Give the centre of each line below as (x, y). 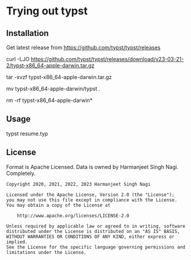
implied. (17, 242)
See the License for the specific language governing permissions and (96, 247)
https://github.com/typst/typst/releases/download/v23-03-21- (107, 59)
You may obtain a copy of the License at (58, 205)
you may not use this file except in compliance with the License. (92, 200)
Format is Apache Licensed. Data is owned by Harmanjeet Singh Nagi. (93, 167)
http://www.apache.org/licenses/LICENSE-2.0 (73, 216)
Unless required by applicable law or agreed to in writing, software (96, 226)
